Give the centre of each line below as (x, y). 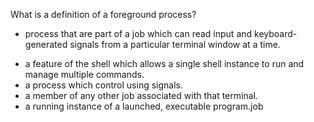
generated (46, 44)
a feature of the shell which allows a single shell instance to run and (164, 63)
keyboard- (276, 33)
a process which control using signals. (103, 85)
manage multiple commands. (84, 74)
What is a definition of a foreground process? (103, 14)
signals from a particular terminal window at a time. (175, 44)
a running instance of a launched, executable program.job (144, 106)
